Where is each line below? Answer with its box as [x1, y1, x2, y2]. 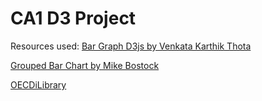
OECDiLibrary [10, 78, 67, 91]
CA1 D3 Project [10, 7, 137, 30]
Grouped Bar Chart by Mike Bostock [10, 59, 160, 71]
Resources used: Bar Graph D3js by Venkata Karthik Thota [10, 40, 252, 52]
